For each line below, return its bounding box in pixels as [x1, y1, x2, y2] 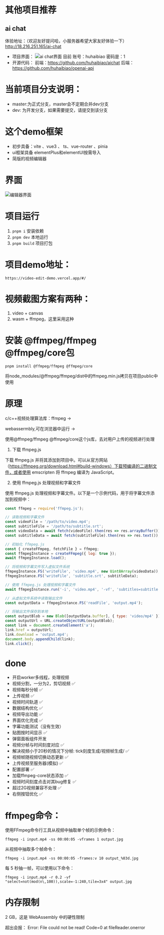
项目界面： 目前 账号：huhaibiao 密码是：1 [12, 53, 125, 59]
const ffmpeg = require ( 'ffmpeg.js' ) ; [5, 506, 84, 511]
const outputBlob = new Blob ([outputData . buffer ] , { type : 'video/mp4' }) [5, 614, 161, 619]
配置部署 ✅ [12, 766, 35, 773]
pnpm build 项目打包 [12, 240, 53, 246]
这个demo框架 [5, 126, 63, 137]
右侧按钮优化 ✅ [12, 791, 43, 797]
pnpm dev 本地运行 [12, 234, 49, 240]
